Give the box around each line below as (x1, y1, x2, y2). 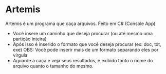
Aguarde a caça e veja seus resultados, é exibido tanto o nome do (12, 57, 153, 63)
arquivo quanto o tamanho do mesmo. (12, 63, 94, 69)
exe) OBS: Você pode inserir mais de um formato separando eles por (12, 46, 159, 53)
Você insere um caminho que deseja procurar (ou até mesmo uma (12, 30, 153, 36)
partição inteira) (12, 36, 47, 42)
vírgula (12, 52, 28, 58)
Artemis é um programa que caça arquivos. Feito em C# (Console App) (5, 20, 156, 27)
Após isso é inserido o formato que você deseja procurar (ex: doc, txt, (12, 41, 161, 47)
